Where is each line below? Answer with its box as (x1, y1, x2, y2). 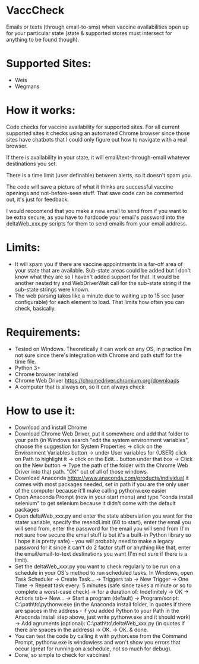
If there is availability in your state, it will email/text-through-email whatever (6, 154, 191, 161)
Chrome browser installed (14, 370, 78, 378)
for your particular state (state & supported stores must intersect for (6, 29, 172, 36)
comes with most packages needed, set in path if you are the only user (14, 480, 189, 488)
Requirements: (6, 325, 81, 339)
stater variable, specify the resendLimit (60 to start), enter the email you (14, 518, 191, 525)
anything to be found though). (6, 36, 80, 43)
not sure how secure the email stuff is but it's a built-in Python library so (14, 531, 192, 538)
